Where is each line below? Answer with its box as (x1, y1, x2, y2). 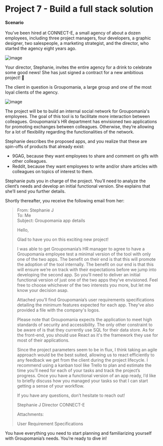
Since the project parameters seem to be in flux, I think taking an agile (17, 347, 158, 352)
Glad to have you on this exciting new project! (17, 236, 109, 242)
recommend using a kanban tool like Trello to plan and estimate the (17, 362, 152, 368)
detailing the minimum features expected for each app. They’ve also (17, 302, 154, 308)
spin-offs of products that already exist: (5, 143, 85, 149)
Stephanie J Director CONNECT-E (17, 402, 85, 407)
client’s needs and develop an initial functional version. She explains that (5, 183, 150, 189)
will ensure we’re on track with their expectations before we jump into (17, 267, 157, 272)
